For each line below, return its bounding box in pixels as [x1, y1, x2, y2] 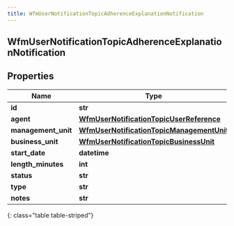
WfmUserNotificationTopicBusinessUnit [79, 136, 214, 146]
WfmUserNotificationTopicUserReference [79, 114, 221, 124]
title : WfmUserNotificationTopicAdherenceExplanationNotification [7, 10, 204, 17]
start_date [10, 147, 46, 157]
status [10, 170, 33, 180]
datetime [79, 147, 109, 157]
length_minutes [10, 159, 64, 169]
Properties [7, 70, 54, 82]
